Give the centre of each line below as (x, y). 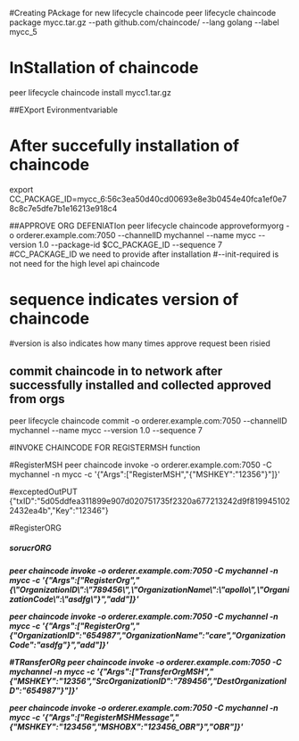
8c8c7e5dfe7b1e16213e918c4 (63, 208)
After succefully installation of (124, 146)
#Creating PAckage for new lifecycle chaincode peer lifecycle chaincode (143, 13)
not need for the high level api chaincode (85, 263)
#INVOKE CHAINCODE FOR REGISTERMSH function (105, 447)
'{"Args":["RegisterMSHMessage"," (111, 717)
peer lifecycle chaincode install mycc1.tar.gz (90, 92)
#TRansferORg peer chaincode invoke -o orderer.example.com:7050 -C (146, 662)
